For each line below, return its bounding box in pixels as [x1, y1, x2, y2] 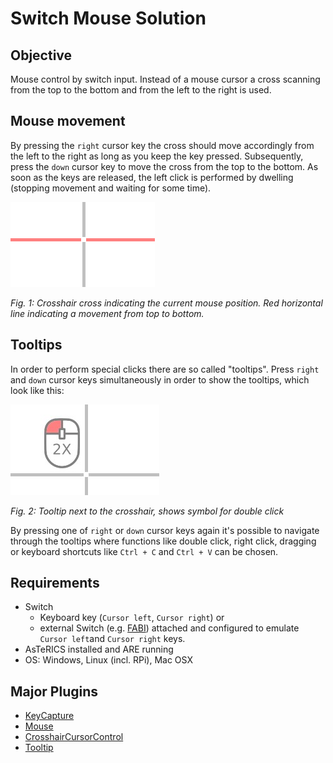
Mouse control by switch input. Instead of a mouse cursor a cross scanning [10, 73, 321, 85]
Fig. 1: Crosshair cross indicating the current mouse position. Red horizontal [10, 297, 323, 309]
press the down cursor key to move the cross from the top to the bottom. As [10, 160, 319, 172]
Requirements [10, 575, 100, 592]
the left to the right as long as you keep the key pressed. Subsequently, [10, 150, 304, 162]
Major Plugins [10, 683, 99, 700]
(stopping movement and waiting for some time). [10, 182, 212, 194]
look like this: [10, 384, 65, 396]
